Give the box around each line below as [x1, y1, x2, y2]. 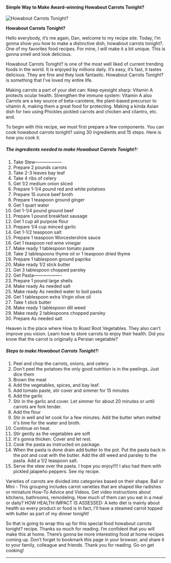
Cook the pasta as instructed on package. [13, 442, 101, 448]
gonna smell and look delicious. [6, 51, 72, 57]
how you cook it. [6, 135, 41, 141]
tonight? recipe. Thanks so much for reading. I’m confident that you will [6, 526, 155, 532]
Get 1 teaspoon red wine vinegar [13, 240, 81, 246]
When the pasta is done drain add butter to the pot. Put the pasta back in [13, 447, 166, 453]
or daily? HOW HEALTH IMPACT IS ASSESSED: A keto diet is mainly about [6, 500, 160, 506]
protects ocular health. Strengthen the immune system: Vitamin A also [6, 92, 152, 98]
